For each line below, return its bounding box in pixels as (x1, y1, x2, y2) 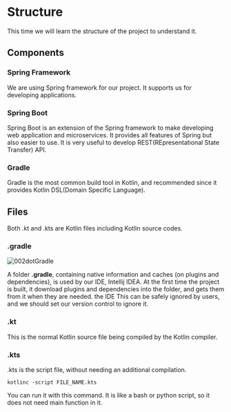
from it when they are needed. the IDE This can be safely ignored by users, (7, 293, 220, 301)
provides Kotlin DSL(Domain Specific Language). (7, 186, 146, 194)
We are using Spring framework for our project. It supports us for (7, 84, 192, 92)
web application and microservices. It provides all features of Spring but (7, 130, 212, 139)
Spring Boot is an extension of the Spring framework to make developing (7, 124, 214, 132)
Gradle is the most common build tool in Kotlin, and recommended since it (7, 179, 217, 187)
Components (7, 47, 64, 59)
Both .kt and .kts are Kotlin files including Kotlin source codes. (7, 224, 183, 233)
